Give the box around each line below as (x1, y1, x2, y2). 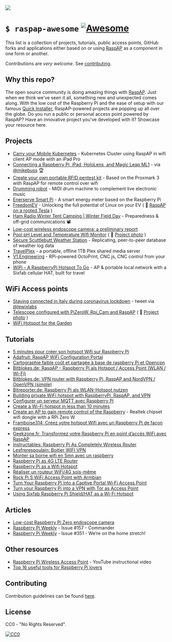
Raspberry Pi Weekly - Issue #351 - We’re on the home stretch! (12, 530, 146, 536)
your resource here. (5, 121, 47, 128)
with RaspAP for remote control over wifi (12, 180, 98, 186)
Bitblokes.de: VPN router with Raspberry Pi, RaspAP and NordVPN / (12, 376, 155, 382)
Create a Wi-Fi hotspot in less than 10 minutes (12, 403, 110, 409)
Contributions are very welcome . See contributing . (5, 60, 112, 66)
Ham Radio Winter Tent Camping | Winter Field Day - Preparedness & (12, 212, 159, 219)
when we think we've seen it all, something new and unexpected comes (5, 94, 157, 100)
